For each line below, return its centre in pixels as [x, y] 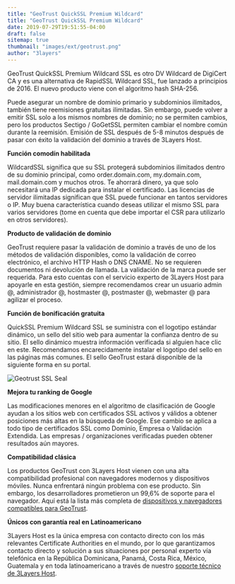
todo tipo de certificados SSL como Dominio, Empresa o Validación [105, 428]
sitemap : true [28, 40]
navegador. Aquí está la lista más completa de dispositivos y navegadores [115, 501]
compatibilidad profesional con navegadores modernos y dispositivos [108, 478]
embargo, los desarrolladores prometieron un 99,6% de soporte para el [111, 493]
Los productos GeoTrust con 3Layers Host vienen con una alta [98, 470]
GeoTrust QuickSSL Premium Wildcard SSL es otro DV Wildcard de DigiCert [117, 73]
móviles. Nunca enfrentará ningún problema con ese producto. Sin [104, 486]
